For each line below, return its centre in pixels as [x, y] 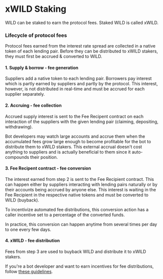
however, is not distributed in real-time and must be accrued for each [75, 89]
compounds [17, 157]
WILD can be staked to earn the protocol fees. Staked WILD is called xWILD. [82, 23]
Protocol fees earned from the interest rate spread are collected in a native [80, 46]
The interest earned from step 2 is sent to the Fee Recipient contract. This [80, 179]
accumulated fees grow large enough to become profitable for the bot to [78, 141]
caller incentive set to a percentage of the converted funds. [65, 215]
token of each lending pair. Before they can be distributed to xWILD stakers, [81, 51]
